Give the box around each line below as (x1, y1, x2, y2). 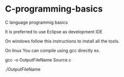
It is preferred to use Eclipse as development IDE (5, 29, 103, 34)
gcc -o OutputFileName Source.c (5, 57, 71, 62)
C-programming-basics (5, 3, 103, 15)
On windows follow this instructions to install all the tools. (5, 38, 120, 44)
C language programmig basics (5, 19, 68, 25)
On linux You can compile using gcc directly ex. (5, 47, 101, 53)
